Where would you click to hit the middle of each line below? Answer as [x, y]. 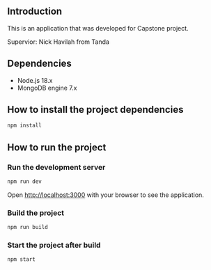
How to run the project [57, 147]
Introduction [35, 11]
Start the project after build [54, 245]
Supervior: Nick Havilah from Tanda [58, 42]
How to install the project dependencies [95, 110]
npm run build [28, 228]
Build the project [36, 213]
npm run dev [24, 182]
